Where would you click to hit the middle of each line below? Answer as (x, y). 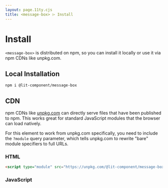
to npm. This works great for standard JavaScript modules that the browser (83, 118)
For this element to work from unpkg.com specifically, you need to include (82, 133)
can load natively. (23, 123)
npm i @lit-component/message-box (41, 85)
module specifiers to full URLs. (37, 144)
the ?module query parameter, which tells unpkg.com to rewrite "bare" (77, 138)
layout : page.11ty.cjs (29, 10)
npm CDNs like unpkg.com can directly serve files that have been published (83, 113)
